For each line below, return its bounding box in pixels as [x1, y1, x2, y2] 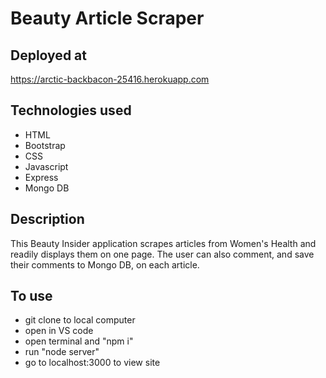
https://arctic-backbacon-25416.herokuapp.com [10, 73, 210, 85]
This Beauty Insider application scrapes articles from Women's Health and [10, 237, 317, 249]
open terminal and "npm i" [24, 335, 134, 347]
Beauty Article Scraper [10, 7, 205, 30]
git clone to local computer [24, 314, 136, 326]
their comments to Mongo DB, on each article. [10, 258, 200, 271]
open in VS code [24, 325, 94, 337]
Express [24, 171, 59, 183]
